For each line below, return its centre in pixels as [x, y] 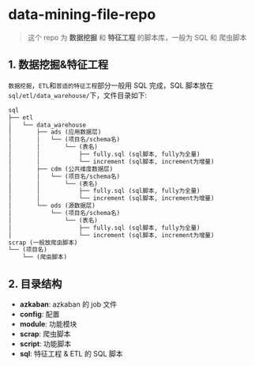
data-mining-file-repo [82, 15]
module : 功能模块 [48, 324]
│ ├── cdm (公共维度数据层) [61, 169]
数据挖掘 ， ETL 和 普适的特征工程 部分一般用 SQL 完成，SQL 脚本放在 [111, 85]
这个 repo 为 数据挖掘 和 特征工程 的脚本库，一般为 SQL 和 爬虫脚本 [137, 37]
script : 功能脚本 [45, 343]
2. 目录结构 [35, 283]
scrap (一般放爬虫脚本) [43, 243]
